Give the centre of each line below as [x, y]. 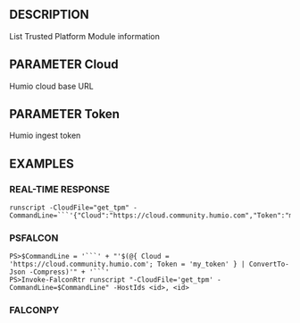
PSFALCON [34, 238]
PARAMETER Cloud [64, 65]
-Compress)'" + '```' [69, 272]
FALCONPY [34, 310]
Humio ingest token [45, 136]
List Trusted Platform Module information [85, 36]
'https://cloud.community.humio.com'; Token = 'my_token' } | [127, 264]
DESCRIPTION [49, 15]
